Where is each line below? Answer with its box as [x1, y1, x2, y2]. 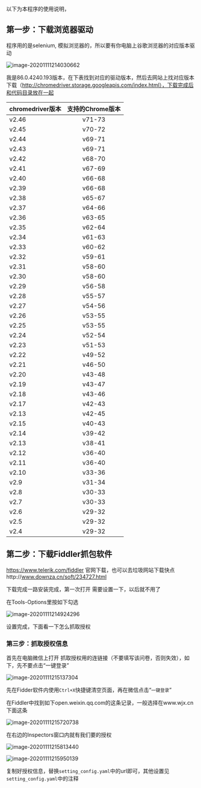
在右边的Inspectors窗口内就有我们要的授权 [6, 731, 112, 738]
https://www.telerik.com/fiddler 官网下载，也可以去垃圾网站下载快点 [6, 566, 175, 573]
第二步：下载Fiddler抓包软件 [6, 549, 113, 559]
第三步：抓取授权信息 [6, 639, 68, 647]
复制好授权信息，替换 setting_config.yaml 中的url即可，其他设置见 [6, 767, 170, 774]
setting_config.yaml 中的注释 [6, 775, 79, 782]
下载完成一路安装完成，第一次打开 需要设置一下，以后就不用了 [6, 585, 161, 593]
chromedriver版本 [9, 104, 61, 113]
